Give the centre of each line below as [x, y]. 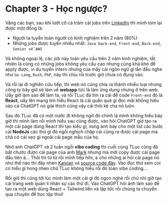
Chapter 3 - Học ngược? [56, 9]
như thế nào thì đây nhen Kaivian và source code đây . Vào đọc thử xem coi [83, 163]
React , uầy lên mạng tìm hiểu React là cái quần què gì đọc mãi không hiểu [82, 100]
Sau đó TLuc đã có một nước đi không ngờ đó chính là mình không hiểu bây [84, 115]
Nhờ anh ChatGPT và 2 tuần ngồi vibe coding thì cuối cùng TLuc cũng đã [81, 146]
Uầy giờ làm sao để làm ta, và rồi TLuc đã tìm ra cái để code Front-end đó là [84, 95]
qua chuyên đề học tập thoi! [35, 194]
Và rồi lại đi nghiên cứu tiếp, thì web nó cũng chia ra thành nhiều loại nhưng [83, 84]
